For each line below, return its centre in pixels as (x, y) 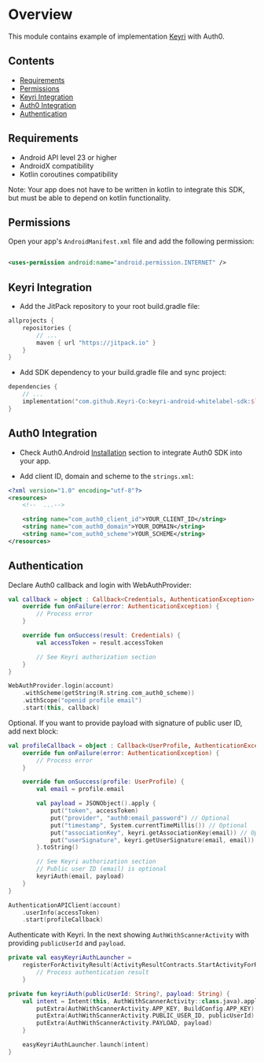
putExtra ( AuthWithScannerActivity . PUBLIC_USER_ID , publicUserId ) (146, 1016)
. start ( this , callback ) (61, 708)
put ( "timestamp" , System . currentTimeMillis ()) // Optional (148, 825)
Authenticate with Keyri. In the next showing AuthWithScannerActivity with (129, 935)
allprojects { (31, 321)
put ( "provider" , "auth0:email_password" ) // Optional (140, 818)
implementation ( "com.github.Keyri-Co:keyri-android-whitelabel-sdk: (137, 402)
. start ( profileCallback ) (63, 920)
